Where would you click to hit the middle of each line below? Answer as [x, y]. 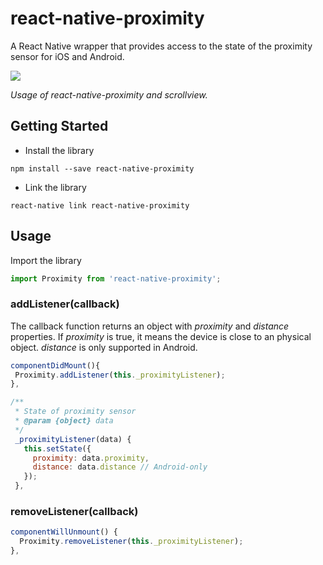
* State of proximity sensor [75, 412]
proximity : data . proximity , [91, 458]
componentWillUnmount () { [64, 532]
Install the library [59, 150]
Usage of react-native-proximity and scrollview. [109, 94]
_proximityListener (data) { [73, 439]
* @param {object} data [64, 421]
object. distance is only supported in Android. [104, 347]
